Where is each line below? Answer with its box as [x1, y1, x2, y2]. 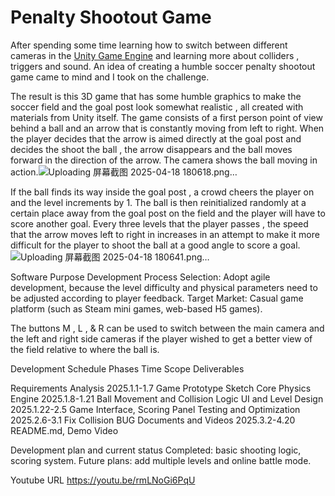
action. [10, 166, 39, 178]
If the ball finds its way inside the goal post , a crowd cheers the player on [10, 186, 315, 198]
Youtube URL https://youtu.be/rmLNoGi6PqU [10, 474, 196, 486]
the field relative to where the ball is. [10, 343, 160, 355]
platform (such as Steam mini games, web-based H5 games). [10, 302, 263, 315]
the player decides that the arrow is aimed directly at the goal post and [10, 132, 302, 145]
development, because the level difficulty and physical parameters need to [10, 281, 318, 293]
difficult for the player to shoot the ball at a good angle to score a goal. [10, 239, 301, 251]
